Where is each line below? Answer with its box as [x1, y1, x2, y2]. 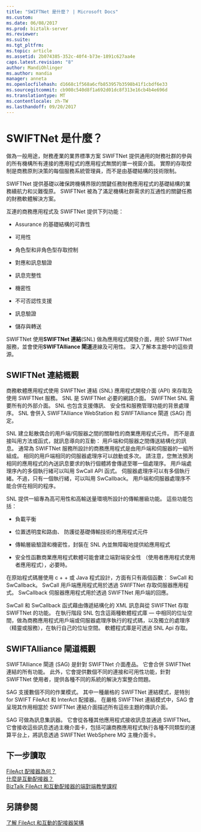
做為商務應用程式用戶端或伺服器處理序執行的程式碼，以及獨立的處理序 [16, 617, 190, 624]
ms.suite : [6, 37, 31, 43]
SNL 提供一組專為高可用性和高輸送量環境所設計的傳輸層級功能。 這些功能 [6, 495, 188, 502]
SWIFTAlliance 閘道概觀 [6, 643, 96, 654]
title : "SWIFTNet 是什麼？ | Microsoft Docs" [6, 8, 119, 15]
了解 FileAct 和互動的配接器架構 [6, 819, 84, 826]
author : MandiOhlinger [6, 64, 63, 71]
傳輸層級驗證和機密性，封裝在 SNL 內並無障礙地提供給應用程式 [14, 541, 171, 548]
